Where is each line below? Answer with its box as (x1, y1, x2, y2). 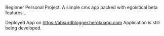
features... (5, 10, 27, 16)
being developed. (5, 25, 42, 31)
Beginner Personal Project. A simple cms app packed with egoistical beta (5, 5, 158, 10)
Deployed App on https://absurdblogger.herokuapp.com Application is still (5, 20, 160, 25)
